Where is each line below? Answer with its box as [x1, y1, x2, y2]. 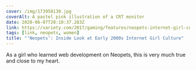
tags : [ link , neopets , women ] [6, 30, 80, 36]
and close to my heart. [6, 57, 60, 64]
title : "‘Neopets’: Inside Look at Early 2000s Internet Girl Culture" [6, 35, 184, 41]
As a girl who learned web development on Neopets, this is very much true [6, 51, 185, 58]
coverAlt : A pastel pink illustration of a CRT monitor [6, 14, 145, 20]
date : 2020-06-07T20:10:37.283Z [6, 19, 85, 25]
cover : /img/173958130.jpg [6, 8, 72, 14]
